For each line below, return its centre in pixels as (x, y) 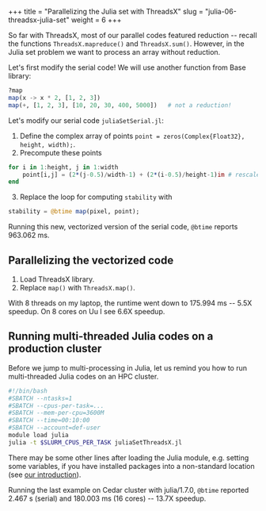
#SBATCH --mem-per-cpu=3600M (56, 413)
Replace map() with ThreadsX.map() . (78, 287)
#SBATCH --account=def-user (55, 428)
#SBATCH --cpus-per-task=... (56, 405)
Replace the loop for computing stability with (96, 197)
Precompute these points (61, 152)
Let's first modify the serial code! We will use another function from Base (127, 67)
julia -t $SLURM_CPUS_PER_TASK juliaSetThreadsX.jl (95, 442)
